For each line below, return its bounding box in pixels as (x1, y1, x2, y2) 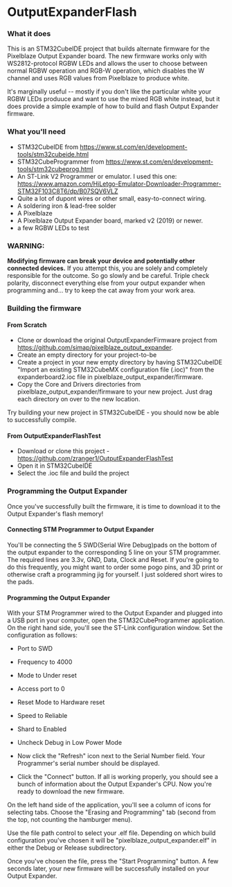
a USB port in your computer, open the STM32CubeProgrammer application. (7, 616, 225, 624)
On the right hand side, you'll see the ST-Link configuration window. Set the (7, 624, 223, 632)
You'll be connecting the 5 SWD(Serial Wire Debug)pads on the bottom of (7, 541, 217, 549)
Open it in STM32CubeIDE (17, 462, 93, 470)
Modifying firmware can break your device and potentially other (7, 257, 195, 265)
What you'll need (7, 127, 66, 137)
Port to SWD (17, 644, 53, 653)
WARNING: (7, 240, 45, 250)
